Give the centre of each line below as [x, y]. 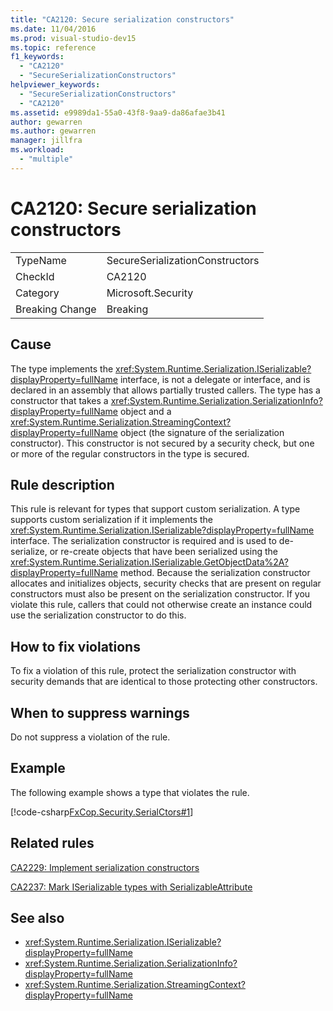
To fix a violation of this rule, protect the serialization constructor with [153, 671]
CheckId [35, 276]
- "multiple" [46, 159]
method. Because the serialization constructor [215, 573]
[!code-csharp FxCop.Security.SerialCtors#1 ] [102, 812]
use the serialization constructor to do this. [98, 615]
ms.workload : [37, 150]
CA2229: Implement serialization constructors [105, 867]
